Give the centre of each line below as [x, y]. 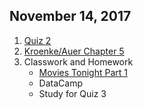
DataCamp [60, 83]
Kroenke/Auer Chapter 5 [74, 51]
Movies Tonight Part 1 [83, 72]
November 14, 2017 [70, 16]
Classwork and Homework [78, 61]
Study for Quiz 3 [72, 93]
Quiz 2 [37, 40]
